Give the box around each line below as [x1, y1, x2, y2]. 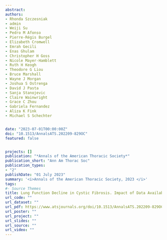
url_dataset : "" [5, 200, 39, 205]
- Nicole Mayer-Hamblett [5, 58, 57, 63]
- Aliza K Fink [5, 109, 37, 114]
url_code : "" [5, 195, 32, 200]
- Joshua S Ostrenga [5, 81, 48, 86]
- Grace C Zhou [5, 100, 37, 105]
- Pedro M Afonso [5, 30, 41, 35]
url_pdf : [5, 204, 23, 209]
